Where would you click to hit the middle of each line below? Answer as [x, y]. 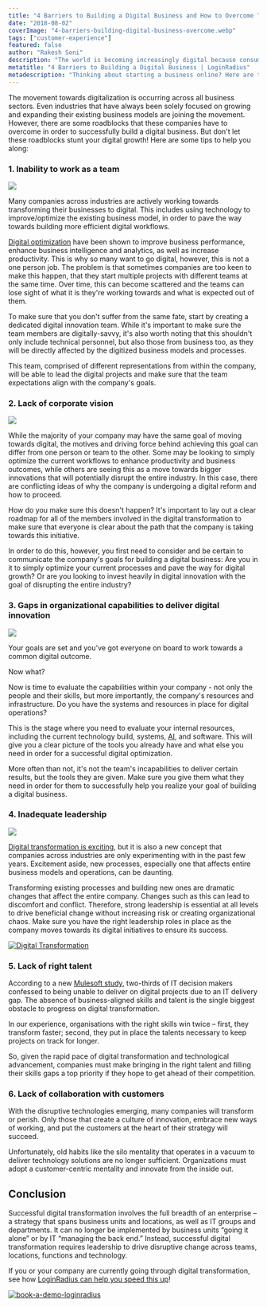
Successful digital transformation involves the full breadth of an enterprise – [132, 1213]
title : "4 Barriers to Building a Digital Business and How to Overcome [131, 16]
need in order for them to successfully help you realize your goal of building [132, 786]
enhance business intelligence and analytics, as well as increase [114, 250]
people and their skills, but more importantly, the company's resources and [131, 695]
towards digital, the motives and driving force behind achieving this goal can [133, 444]
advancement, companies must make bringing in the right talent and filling [130, 1065]
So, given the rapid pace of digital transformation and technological [118, 1056]
